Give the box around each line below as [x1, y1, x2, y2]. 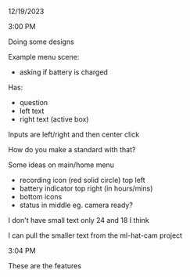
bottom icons [19, 192, 63, 201]
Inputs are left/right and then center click [8, 129, 140, 139]
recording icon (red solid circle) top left [19, 176, 146, 184]
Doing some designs [8, 37, 74, 46]
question [19, 98, 48, 107]
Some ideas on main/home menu [8, 160, 115, 169]
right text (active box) [19, 115, 89, 124]
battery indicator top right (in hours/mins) [19, 184, 153, 193]
